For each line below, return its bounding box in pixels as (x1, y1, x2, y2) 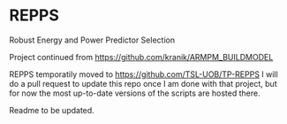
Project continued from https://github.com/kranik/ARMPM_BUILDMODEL (9, 51, 274, 62)
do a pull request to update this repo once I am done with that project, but (9, 78, 277, 89)
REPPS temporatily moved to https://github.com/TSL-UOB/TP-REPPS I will (9, 68, 278, 80)
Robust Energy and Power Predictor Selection (9, 35, 175, 45)
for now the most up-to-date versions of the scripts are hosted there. (9, 88, 261, 98)
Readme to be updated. (9, 105, 94, 115)
